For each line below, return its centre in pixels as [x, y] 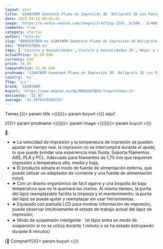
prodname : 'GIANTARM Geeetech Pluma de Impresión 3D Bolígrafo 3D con [79, 73]
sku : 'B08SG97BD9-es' [27, 46]
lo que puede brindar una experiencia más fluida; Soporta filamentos [81, 152]
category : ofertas [24, 32]
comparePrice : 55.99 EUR [30, 69]
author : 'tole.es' [24, 37]
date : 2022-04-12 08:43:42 [32, 18]
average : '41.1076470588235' [34, 100]
